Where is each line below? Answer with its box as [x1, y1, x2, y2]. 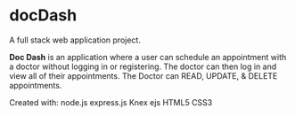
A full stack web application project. [9, 35, 141, 45]
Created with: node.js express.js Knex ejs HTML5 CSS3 [9, 97, 213, 107]
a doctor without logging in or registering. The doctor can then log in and [9, 61, 277, 72]
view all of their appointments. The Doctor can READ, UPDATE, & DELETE [9, 70, 278, 81]
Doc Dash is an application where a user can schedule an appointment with [9, 51, 287, 62]
